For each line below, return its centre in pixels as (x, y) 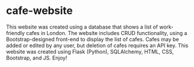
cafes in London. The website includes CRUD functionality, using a (107, 33)
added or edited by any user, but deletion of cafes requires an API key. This (97, 45)
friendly (16, 33)
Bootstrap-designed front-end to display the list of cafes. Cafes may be (93, 39)
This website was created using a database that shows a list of (82, 27)
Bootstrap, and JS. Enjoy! (37, 58)
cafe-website (40, 11)
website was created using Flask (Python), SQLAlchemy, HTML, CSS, (90, 51)
